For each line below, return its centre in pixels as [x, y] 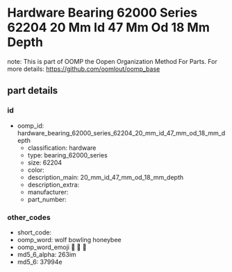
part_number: [47, 199]
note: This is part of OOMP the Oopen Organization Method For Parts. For [112, 61]
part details [33, 91]
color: [36, 170]
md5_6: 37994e [40, 262]
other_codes [29, 217]
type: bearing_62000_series [67, 155]
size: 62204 [45, 162]
